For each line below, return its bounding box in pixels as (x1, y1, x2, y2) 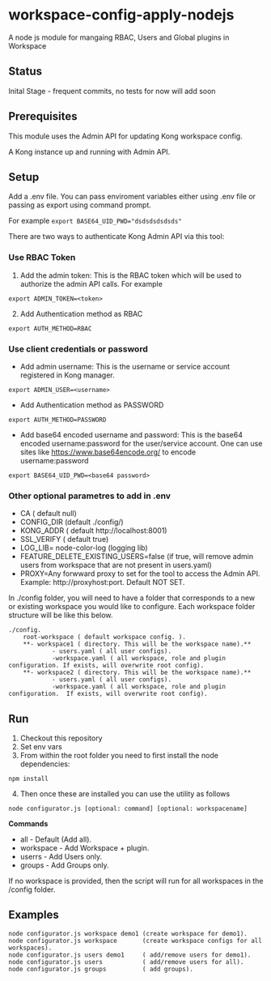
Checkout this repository (19, 733, 103, 743)
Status (8, 65, 43, 79)
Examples (8, 908, 59, 922)
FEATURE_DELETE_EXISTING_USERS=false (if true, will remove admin (19, 552, 253, 561)
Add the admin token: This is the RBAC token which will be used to (19, 270, 242, 280)
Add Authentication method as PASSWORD (19, 399, 164, 410)
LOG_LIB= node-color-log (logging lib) (19, 543, 148, 552)
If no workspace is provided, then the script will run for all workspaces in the (8, 877, 264, 886)
